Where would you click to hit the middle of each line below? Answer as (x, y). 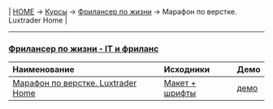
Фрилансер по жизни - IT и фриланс (84, 48)
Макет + (180, 83)
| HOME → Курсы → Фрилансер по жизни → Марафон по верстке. (123, 12)
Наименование (43, 69)
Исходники (186, 69)
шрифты (180, 94)
